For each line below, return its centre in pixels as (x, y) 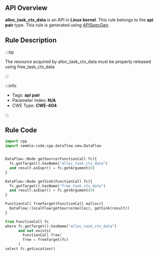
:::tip (10, 52)
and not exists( (34, 231)
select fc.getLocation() (30, 249)
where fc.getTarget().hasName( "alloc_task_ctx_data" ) (61, 226)
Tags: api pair (26, 95)
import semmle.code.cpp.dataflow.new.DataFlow (53, 146)
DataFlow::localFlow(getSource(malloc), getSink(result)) (70, 208)
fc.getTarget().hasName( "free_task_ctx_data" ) (58, 186)
